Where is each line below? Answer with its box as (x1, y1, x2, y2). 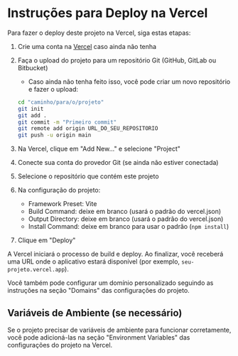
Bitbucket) (17, 63, 48, 72)
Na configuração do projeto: (17, 186, 101, 195)
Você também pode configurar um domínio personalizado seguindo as (7, 279, 214, 287)
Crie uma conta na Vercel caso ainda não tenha (17, 42, 157, 50)
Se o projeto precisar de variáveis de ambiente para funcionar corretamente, (7, 325, 232, 334)
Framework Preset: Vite (28, 200, 97, 208)
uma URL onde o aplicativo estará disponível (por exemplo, (7, 257, 180, 266)
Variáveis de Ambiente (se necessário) (7, 307, 183, 319)
